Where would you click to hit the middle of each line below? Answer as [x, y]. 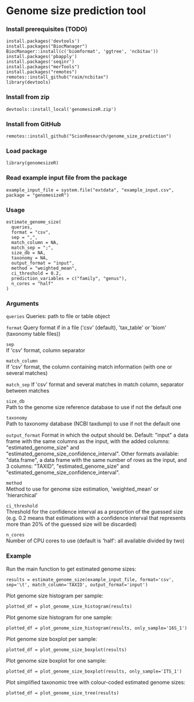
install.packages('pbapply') [42, 57]
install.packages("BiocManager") [47, 46]
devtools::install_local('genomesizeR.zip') [61, 109]
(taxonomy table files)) [33, 334]
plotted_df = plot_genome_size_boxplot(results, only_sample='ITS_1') [94, 671]
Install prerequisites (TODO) [47, 29]
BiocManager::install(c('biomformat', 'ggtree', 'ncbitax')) [82, 52]
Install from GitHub [34, 124]
